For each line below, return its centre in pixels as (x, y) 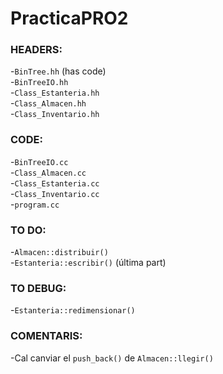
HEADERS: (36, 50)
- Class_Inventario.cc (55, 193)
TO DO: (28, 230)
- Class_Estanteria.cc (55, 183)
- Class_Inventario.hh (55, 114)
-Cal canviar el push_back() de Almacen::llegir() (112, 358)
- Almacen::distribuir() (59, 252)
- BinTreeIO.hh (39, 82)
